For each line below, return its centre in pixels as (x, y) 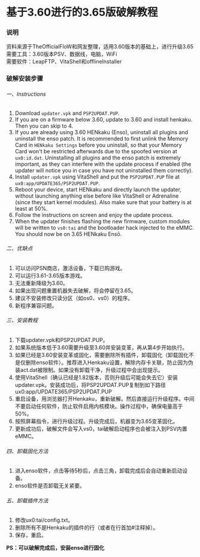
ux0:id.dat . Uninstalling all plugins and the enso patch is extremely (98, 158)
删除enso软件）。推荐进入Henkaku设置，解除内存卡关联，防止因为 (107, 362)
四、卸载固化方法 (27, 451)
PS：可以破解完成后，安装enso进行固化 (55, 548)
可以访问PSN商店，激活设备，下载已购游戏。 (70, 268)
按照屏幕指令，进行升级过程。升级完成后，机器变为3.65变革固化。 (96, 421)
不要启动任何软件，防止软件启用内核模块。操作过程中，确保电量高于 (99, 406)
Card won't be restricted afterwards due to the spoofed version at (96, 151)
